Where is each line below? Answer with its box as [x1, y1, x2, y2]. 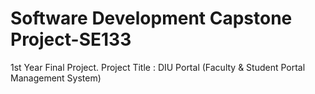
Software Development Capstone [10, 7, 293, 30]
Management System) [10, 72, 102, 84]
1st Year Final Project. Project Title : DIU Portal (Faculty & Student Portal [10, 61, 306, 73]
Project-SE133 [10, 28, 132, 51]
